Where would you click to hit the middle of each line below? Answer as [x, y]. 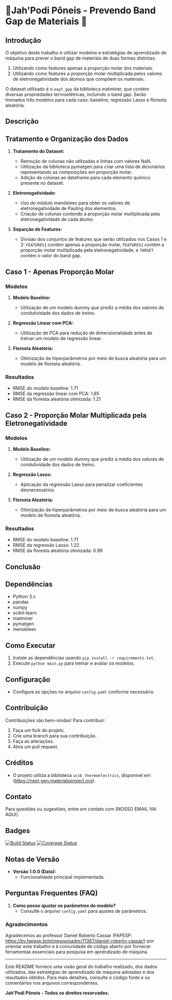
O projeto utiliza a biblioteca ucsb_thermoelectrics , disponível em [82, 775]
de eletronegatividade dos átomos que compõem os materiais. [79, 79]
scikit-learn [25, 613]
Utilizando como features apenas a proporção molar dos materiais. [83, 68]
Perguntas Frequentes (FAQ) [52, 893]
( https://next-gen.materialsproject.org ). [54, 781]
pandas [21, 602]
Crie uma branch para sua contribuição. [55, 735]
